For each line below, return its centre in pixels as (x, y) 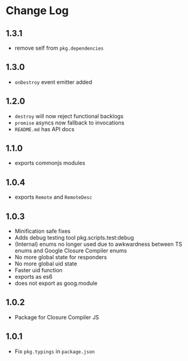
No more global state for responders (61, 257)
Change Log (37, 11)
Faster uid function (38, 270)
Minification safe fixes (43, 231)
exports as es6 (33, 277)
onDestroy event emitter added (53, 82)
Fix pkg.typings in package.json (55, 351)
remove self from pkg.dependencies (59, 48)
